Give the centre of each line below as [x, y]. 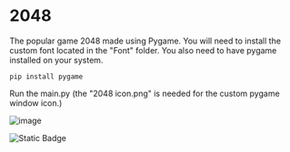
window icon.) [36, 103]
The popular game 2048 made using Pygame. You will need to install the [145, 41]
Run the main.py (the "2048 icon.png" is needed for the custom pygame [145, 93]
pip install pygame [46, 76]
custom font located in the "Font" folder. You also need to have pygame [143, 50]
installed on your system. [56, 60]
